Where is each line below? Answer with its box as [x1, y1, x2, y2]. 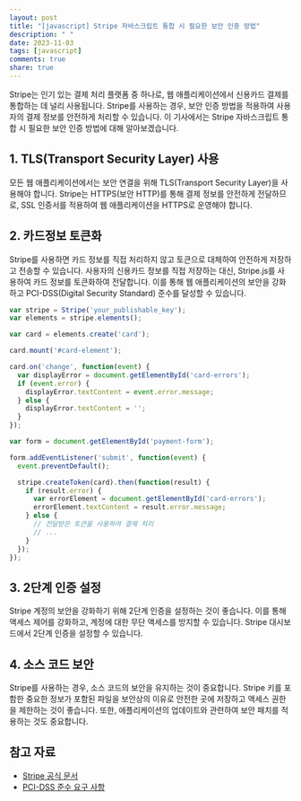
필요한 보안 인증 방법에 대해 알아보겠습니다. [28, 122, 179, 133]
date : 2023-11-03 [9, 38, 74, 48]
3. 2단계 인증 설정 [9, 580, 101, 595]
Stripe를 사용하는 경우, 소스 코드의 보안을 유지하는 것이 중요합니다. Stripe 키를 [9, 682, 282, 692]
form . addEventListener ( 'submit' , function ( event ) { [9, 453, 206, 462]
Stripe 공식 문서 [21, 770, 79, 781]
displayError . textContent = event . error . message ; [25, 387, 215, 396]
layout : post [9, 13, 58, 22]
